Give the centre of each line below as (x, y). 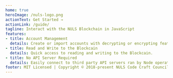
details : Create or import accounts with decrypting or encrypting (84, 44)
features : (16, 34)
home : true (17, 10)
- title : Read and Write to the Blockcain (51, 48)
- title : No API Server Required (41, 58)
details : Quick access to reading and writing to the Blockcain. (82, 53)
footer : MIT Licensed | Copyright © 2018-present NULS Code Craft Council (87, 67)
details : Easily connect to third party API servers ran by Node (82, 63)
